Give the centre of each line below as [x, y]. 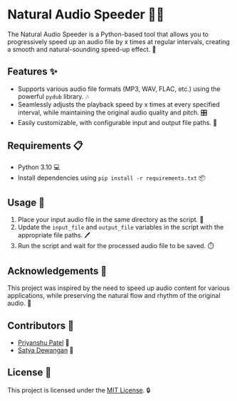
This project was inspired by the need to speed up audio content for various [118, 288]
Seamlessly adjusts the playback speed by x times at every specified [119, 104]
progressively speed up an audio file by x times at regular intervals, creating [118, 41]
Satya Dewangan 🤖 [46, 350]
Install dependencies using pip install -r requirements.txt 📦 [112, 178]
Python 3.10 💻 [39, 167]
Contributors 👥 [41, 325]
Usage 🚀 [26, 202]
